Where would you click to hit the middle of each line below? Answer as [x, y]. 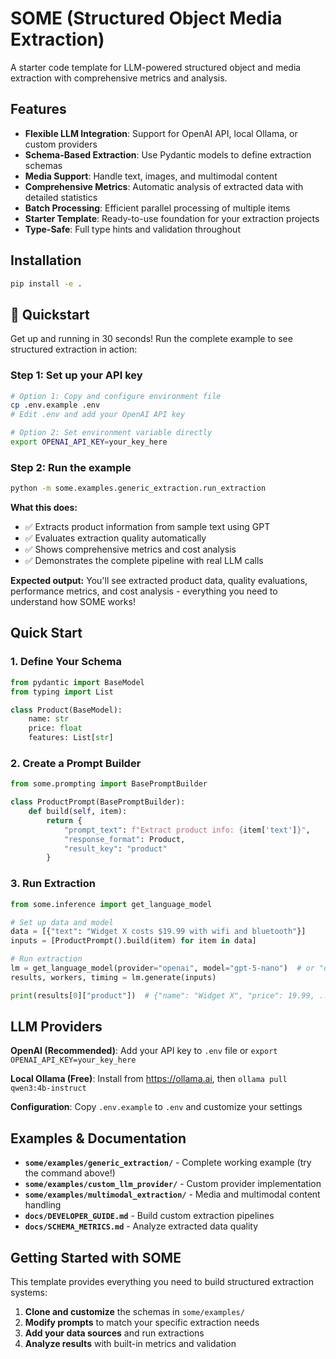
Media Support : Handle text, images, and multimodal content [151, 176]
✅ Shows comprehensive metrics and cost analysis [130, 549]
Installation [46, 260]
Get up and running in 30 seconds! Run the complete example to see [151, 339]
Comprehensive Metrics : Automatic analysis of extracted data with [164, 186]
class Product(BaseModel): [66, 710]
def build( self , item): [78, 812]
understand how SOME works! [73, 602]
